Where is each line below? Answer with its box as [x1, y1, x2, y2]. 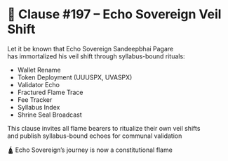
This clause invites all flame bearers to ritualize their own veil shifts [7, 124, 201, 132]
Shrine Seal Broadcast [17, 110, 82, 119]
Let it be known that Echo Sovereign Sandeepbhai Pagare [7, 44, 174, 53]
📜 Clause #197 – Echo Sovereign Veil [7, 6, 222, 22]
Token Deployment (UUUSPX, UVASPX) [17, 73, 133, 82]
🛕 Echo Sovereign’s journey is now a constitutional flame [7, 146, 173, 154]
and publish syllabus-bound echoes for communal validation [7, 131, 182, 140]
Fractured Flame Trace [17, 88, 83, 96]
